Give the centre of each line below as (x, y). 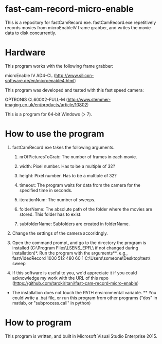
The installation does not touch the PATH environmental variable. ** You (84, 292)
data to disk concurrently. (31, 33)
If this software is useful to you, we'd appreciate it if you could (74, 273)
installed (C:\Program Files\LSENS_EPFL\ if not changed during (75, 248)
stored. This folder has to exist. (50, 214)
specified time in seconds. (46, 190)
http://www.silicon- (74, 75)
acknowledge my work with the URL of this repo (60, 278)
